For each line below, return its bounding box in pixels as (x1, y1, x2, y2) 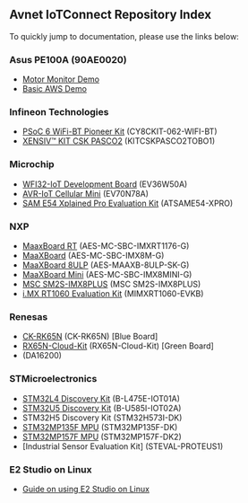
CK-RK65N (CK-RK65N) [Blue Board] (21, 331, 158, 342)
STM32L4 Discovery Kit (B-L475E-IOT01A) (21, 393, 181, 403)
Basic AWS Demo (21, 84, 88, 94)
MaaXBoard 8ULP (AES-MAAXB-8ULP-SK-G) (21, 260, 190, 270)
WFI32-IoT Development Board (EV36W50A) (21, 179, 188, 190)
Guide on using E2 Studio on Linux (21, 483, 150, 494)
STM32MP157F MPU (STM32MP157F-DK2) (21, 431, 182, 442)
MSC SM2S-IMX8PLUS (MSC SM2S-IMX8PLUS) (21, 278, 201, 289)
